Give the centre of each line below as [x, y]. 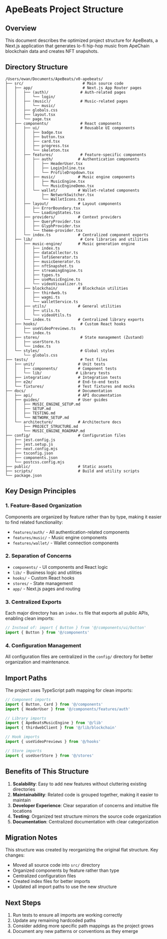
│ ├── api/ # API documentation [63, 395]
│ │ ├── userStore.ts [32, 342]
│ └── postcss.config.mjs [35, 462]
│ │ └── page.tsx [28, 119]
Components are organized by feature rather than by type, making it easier [83, 517]
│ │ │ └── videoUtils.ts [38, 315]
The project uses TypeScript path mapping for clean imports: [69, 690]
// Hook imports [22, 737]
